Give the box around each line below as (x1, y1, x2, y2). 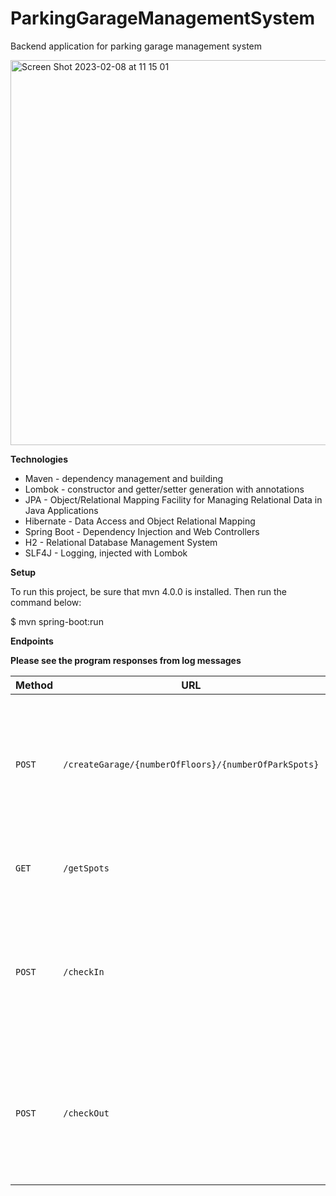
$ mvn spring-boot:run (10, 615, 104, 627)
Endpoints (10, 635, 54, 647)
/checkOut (63, 1107, 110, 1119)
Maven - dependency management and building (24, 472, 224, 484)
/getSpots (63, 862, 110, 874)
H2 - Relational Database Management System (24, 536, 218, 548)
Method (15, 678, 54, 692)
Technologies (10, 453, 69, 465)
